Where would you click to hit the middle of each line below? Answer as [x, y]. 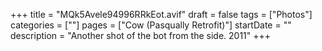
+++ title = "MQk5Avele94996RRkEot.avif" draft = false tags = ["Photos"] [161, 14]
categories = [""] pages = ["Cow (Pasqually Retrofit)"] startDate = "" [151, 25]
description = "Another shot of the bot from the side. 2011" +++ [141, 35]
